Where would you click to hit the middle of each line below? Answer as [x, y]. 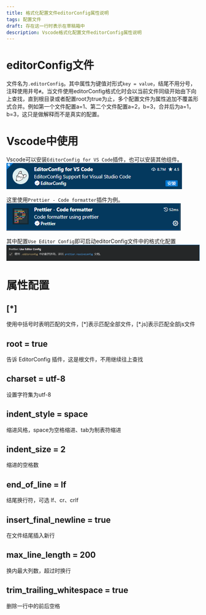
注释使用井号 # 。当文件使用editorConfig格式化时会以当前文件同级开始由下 [99, 91]
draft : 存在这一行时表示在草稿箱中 [46, 26]
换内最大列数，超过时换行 [39, 570]
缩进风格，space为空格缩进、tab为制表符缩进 [64, 430]
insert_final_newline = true [59, 520]
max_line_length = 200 [51, 555]
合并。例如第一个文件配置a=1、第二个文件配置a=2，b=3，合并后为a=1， [103, 107]
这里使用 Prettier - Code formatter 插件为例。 [65, 200]
